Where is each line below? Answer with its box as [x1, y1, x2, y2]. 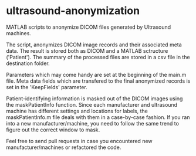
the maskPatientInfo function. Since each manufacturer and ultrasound [6, 101, 178, 108]
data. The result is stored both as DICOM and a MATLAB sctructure [6, 47, 168, 54]
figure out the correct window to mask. [6, 126, 100, 133]
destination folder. [6, 60, 50, 67]
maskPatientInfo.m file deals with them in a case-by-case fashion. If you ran [6, 113, 190, 121]
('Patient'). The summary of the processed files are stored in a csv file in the [6, 53, 190, 60]
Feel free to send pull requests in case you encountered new [6, 137, 153, 144]
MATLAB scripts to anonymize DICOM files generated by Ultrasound [6, 23, 171, 30]
